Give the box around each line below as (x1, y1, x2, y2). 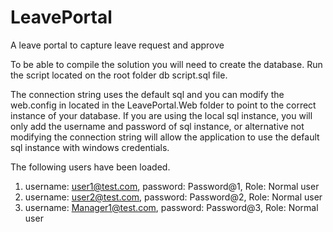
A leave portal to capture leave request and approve (10, 39, 225, 51)
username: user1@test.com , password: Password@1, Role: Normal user (24, 180, 320, 192)
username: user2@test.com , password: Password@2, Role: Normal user (24, 191, 323, 203)
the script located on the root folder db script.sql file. (10, 69, 228, 81)
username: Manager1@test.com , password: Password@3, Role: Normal (24, 201, 319, 213)
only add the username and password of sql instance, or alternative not (10, 120, 305, 132)
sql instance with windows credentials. (10, 141, 170, 153)
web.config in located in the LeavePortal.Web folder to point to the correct (10, 99, 317, 111)
